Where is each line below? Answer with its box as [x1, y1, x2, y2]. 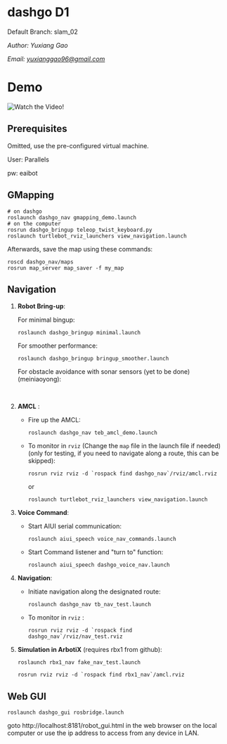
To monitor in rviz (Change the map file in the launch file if [27, 442, 195, 450]
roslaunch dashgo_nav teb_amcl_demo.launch [27, 429, 158, 436]
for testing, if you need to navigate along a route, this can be [44, 449, 219, 457]
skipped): [27, 457, 56, 465]
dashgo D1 [7, 4, 70, 20]
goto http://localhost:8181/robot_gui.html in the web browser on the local [7, 722, 217, 730]
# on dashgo [7, 208, 42, 215]
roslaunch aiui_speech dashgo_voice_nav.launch [27, 561, 170, 569]
